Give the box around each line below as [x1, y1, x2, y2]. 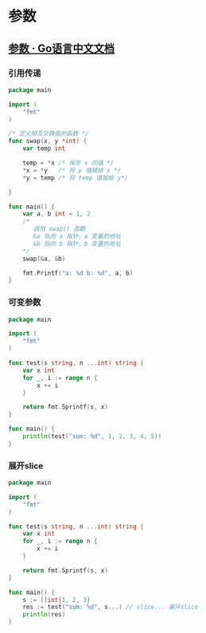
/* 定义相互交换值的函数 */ [8, 129, 89, 138]
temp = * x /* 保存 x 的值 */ [22, 159, 115, 167]
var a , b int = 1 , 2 [22, 210, 91, 218]
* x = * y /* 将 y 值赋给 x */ [22, 166, 122, 174]
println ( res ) [22, 611, 66, 619]
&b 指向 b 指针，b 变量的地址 [33, 239, 122, 247]
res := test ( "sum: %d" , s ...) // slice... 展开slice [22, 603, 199, 611]
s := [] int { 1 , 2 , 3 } [22, 595, 91, 603]
